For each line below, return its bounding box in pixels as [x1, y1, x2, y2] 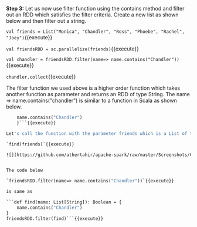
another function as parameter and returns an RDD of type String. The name [6, 91, 191, 97]
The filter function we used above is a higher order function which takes [6, 84, 181, 92]
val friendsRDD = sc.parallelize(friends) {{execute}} [6, 45, 140, 52]
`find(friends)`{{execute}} [6, 141, 75, 147]
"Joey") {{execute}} [6, 34, 53, 40]
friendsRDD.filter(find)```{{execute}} [6, 215, 104, 222]
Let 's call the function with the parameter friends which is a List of [6, 130, 188, 137]
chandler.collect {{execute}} [6, 73, 76, 80]
